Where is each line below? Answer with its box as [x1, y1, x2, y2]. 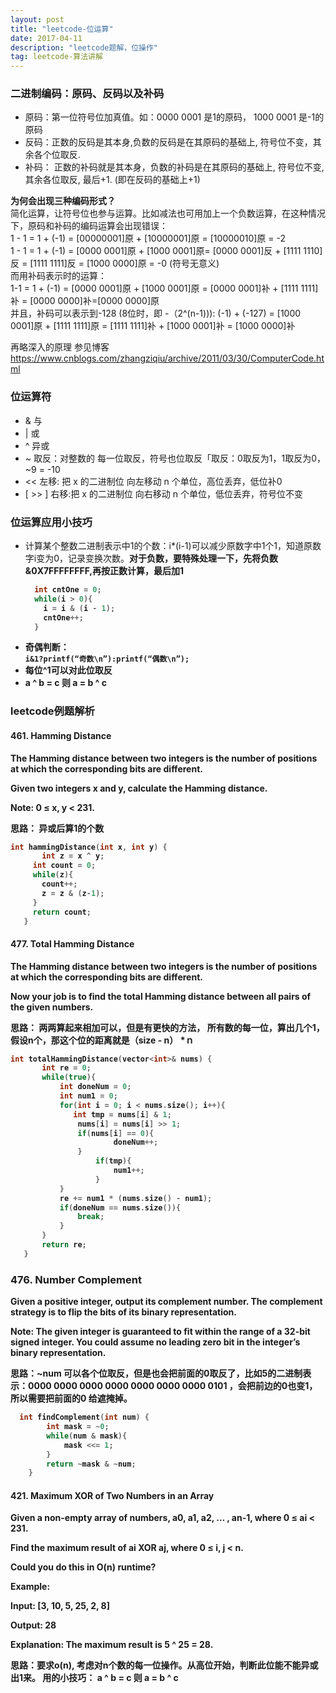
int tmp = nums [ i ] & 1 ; [73, 1109, 172, 1120]
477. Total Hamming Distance [10, 937, 135, 950]
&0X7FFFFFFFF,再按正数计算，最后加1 [24, 565, 185, 577]
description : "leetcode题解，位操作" [10, 42, 159, 53]
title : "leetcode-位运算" [10, 24, 114, 34]
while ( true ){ [41, 1072, 97, 1083]
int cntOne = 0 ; [34, 585, 102, 595]
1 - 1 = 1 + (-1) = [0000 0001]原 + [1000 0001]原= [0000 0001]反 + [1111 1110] [10, 245, 323, 257]
